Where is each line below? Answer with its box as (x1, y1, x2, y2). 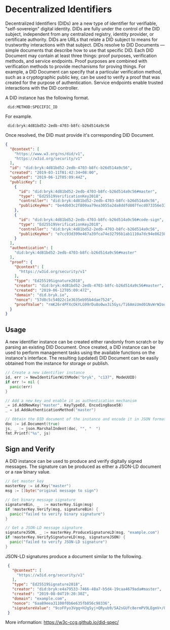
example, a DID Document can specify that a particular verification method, (5, 68, 162, 74)
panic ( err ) (10, 384, 33, 389)
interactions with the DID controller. (5, 85, 79, 91)
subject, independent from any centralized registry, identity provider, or (5, 31, 154, 37)
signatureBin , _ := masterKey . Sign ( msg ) (5, 502, 94, 507)
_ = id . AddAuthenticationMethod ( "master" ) (5, 408, 96, 413)
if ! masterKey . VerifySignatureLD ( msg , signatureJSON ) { (5, 535, 125, 540)
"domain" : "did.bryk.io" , (14, 292, 69, 297)
